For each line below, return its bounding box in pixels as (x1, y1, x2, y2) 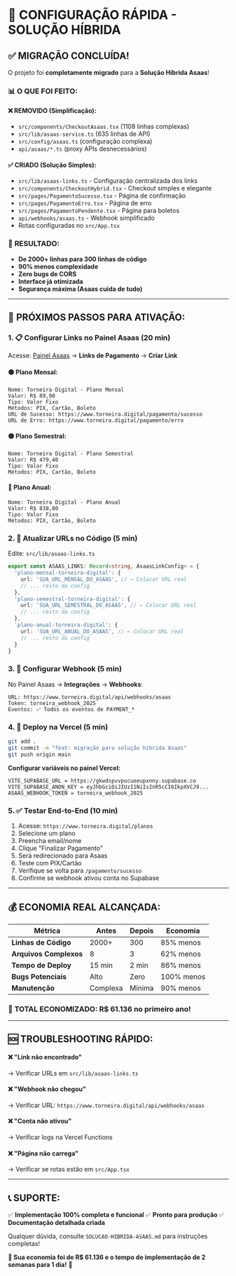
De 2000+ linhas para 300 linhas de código (18, 254, 147, 263)
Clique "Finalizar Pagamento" (18, 844, 104, 852)
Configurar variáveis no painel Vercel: (8, 764, 121, 772)
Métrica (34, 926, 61, 935)
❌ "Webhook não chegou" (8, 1085, 86, 1093)
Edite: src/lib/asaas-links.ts (8, 549, 95, 558)
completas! (8, 1240, 41, 1248)
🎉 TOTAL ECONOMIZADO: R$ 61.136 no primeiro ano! (8, 1004, 191, 1014)
